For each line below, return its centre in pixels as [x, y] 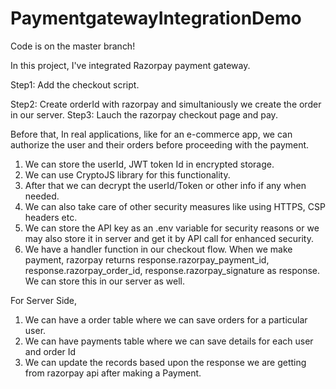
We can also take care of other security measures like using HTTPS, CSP [175, 206]
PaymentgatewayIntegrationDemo [156, 18]
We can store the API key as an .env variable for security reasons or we [172, 228]
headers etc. [51, 217]
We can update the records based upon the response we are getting [165, 362]
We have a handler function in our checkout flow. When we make [158, 249]
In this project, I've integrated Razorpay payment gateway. [130, 65]
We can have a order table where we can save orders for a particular [166, 319]
